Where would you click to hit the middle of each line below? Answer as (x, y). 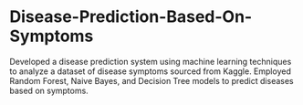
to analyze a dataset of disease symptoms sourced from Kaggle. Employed (151, 71)
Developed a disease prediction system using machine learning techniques (151, 61)
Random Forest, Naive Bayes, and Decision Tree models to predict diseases (151, 80)
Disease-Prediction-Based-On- (131, 17)
